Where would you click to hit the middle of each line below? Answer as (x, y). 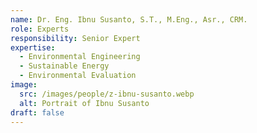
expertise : (33, 47)
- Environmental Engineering (80, 57)
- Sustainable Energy (64, 66)
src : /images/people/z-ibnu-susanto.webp (107, 94)
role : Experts (40, 29)
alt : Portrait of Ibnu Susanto (84, 103)
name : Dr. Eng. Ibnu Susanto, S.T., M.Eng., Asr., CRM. (129, 19)
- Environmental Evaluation (78, 76)
